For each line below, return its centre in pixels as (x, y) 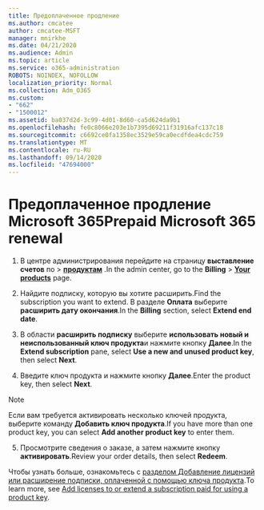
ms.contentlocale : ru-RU (50, 150)
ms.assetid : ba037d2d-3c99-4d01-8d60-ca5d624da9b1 (94, 120)
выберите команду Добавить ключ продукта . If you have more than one (131, 424)
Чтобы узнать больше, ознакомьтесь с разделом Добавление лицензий (132, 472)
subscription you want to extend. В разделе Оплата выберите (124, 302)
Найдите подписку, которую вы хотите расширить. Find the (120, 293)
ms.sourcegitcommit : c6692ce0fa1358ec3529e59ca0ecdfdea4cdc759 (116, 135)
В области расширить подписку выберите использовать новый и (134, 334)
